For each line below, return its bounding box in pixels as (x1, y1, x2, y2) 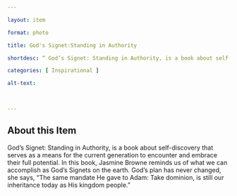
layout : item (7, 16, 46, 23)
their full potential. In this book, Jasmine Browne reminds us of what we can (7, 158, 228, 166)
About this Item (7, 124, 77, 137)
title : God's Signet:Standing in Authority (7, 41, 138, 49)
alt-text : (7, 80, 37, 87)
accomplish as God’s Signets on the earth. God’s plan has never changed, (7, 166, 221, 174)
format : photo (7, 29, 49, 36)
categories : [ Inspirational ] (7, 67, 99, 74)
